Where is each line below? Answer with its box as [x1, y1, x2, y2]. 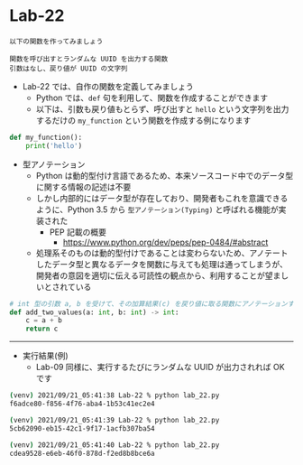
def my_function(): [9, 133, 83, 142]
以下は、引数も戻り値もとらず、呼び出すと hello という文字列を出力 [35, 103, 289, 114]
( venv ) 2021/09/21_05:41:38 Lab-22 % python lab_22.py [9, 391, 220, 400]
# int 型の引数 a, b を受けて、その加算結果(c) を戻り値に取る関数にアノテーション [9, 299, 289, 308]
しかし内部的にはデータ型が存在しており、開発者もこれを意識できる [35, 192, 289, 203]
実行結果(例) [22, 350, 69, 361]
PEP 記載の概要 [49, 227, 106, 237]
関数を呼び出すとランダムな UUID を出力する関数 [9, 54, 169, 63]
